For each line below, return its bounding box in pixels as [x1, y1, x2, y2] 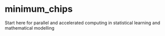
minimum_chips [5, 3, 73, 15]
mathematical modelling [5, 25, 54, 31]
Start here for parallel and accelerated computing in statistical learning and [5, 20, 160, 26]
